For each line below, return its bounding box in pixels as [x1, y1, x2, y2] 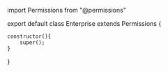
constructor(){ [7, 33, 52, 40]
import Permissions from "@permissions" [7, 6, 127, 14]
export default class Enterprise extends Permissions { [7, 20, 162, 27]
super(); [20, 39, 45, 46]
